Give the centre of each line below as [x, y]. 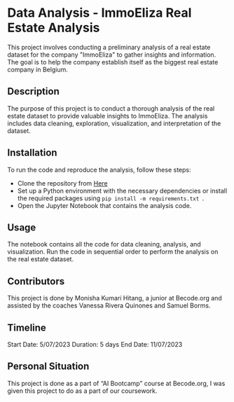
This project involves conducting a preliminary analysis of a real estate [109, 47]
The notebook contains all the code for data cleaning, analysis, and [104, 244]
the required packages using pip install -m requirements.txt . [111, 198]
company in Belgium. [37, 69]
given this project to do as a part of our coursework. [82, 391]
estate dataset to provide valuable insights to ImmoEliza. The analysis [108, 116]
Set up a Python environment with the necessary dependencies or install [122, 190]
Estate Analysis [54, 28]
